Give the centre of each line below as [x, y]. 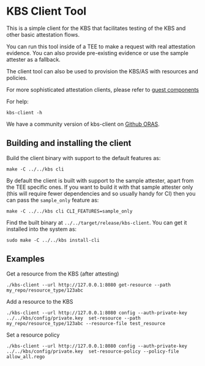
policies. [17, 78]
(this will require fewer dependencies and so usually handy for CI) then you [101, 193]
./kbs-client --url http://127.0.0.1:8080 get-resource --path [89, 285]
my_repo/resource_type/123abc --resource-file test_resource [86, 323]
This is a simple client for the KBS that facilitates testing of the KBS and [96, 28]
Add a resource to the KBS [40, 301]
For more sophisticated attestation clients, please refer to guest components [102, 89]
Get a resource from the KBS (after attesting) [63, 274]
